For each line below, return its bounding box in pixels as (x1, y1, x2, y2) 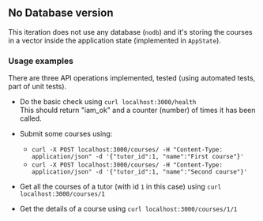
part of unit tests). (8, 82, 67, 92)
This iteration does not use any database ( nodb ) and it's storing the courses (8, 27, 253, 36)
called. (19, 114, 42, 123)
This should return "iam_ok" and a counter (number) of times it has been (19, 106, 256, 115)
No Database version (8, 6, 114, 20)
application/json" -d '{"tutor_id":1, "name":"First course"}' (31, 153, 245, 161)
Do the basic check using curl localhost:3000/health (19, 97, 197, 107)
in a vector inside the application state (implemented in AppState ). (8, 36, 221, 45)
